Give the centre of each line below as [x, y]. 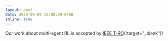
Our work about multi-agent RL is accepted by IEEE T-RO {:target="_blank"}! [84, 33]
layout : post [19, 10]
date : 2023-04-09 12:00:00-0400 [39, 14]
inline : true [19, 19]
